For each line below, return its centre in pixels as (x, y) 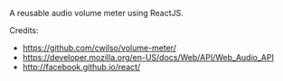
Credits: (24, 30)
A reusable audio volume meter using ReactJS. (96, 13)
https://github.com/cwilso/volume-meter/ (99, 48)
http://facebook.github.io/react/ (81, 67)
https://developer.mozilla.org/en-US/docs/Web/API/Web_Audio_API (148, 57)
